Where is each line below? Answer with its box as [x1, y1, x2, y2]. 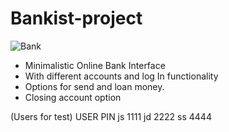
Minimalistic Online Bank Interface [24, 59, 166, 71]
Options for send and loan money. [24, 80, 165, 92]
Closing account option [24, 91, 122, 103]
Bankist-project [10, 7, 143, 30]
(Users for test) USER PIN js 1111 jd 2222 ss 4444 [10, 110, 212, 122]
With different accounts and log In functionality [24, 70, 219, 82]
